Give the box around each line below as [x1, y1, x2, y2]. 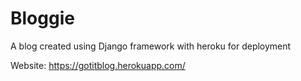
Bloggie [10, 7, 75, 30]
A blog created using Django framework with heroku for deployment [10, 40, 292, 52]
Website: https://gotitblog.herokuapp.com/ [10, 59, 186, 71]
